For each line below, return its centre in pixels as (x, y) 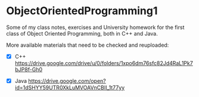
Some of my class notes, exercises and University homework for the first (95, 27)
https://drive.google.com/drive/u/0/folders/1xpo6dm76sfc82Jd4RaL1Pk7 (104, 63)
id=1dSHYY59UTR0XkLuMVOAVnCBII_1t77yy (70, 88)
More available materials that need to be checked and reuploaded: (88, 45)
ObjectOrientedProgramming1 (82, 11)
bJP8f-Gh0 (29, 69)
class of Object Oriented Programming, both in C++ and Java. (82, 33)
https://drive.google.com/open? (67, 81)
